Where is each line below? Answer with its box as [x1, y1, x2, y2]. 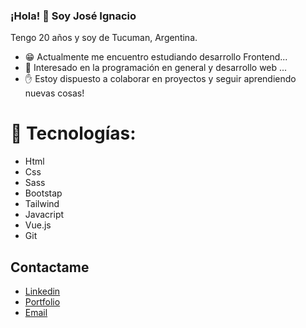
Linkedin [24, 285, 61, 298]
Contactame [10, 259, 90, 276]
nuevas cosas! [24, 87, 85, 99]
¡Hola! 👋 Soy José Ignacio [10, 9, 137, 23]
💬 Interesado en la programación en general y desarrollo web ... [24, 62, 288, 74]
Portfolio [24, 296, 61, 308]
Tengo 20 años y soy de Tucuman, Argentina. [10, 32, 198, 44]
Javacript [24, 209, 65, 221]
